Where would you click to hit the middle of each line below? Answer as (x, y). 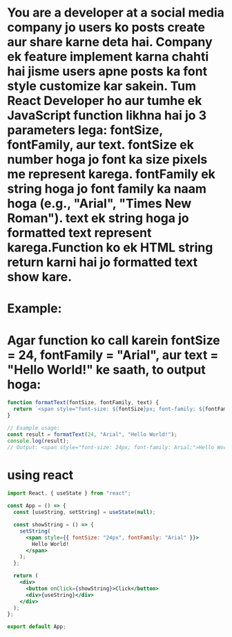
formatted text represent (79, 233)
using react (40, 475)
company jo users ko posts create (106, 27)
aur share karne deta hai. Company (110, 42)
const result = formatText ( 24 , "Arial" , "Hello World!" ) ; (92, 434)
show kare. (40, 277)
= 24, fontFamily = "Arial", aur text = (113, 355)
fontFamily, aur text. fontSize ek (101, 145)
